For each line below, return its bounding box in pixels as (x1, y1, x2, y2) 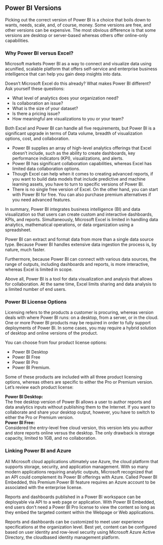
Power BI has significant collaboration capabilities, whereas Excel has (12, 161, 152, 167)
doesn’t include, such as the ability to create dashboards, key (12, 150, 135, 156)
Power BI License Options (5, 299, 67, 305)
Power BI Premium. (12, 365, 51, 371)
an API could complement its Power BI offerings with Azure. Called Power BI (5, 474, 158, 480)
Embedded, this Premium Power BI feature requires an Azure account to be (5, 479, 156, 485)
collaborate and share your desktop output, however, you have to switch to (5, 409, 155, 415)
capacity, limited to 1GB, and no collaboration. (5, 435, 97, 441)
